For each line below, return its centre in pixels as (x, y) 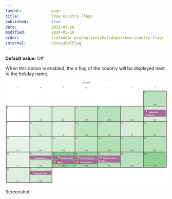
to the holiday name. (27, 74)
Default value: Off (25, 58)
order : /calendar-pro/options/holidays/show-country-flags (85, 38)
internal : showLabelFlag (43, 43)
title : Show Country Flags (49, 16)
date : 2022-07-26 (40, 27)
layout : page (33, 11)
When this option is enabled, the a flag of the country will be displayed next (85, 68)
